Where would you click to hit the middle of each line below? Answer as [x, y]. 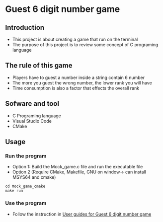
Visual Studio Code [32, 121]
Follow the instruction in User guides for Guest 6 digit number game [82, 214]
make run [14, 191]
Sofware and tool [32, 104]
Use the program [26, 203]
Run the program [26, 156]
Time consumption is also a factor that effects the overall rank [76, 88]
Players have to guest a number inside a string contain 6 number [79, 77]
